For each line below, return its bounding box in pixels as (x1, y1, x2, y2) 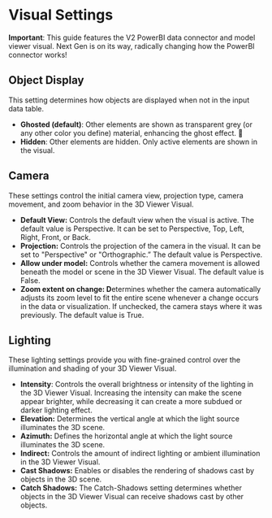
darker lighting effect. (19, 405, 93, 416)
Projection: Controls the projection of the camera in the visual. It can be (19, 241, 261, 250)
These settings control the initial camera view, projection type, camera (8, 190, 244, 200)
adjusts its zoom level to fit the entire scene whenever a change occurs (19, 293, 259, 303)
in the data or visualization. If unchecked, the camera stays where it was (19, 301, 262, 311)
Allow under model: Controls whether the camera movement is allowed (19, 258, 260, 268)
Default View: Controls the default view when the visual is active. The (19, 215, 254, 224)
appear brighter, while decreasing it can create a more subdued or (19, 397, 243, 407)
